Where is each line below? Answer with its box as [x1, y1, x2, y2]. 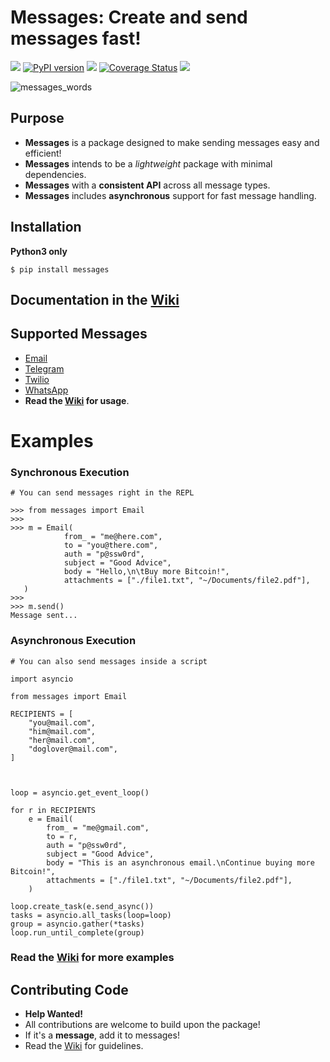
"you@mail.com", [28, 717, 97, 728]
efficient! [24, 147, 62, 159]
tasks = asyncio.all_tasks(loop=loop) [10, 910, 172, 920]
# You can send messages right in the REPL [10, 488, 195, 498]
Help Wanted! [24, 1008, 83, 1020]
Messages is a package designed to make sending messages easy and [24, 136, 320, 148]
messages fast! [10, 27, 142, 50]
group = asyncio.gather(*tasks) [10, 919, 145, 929]
